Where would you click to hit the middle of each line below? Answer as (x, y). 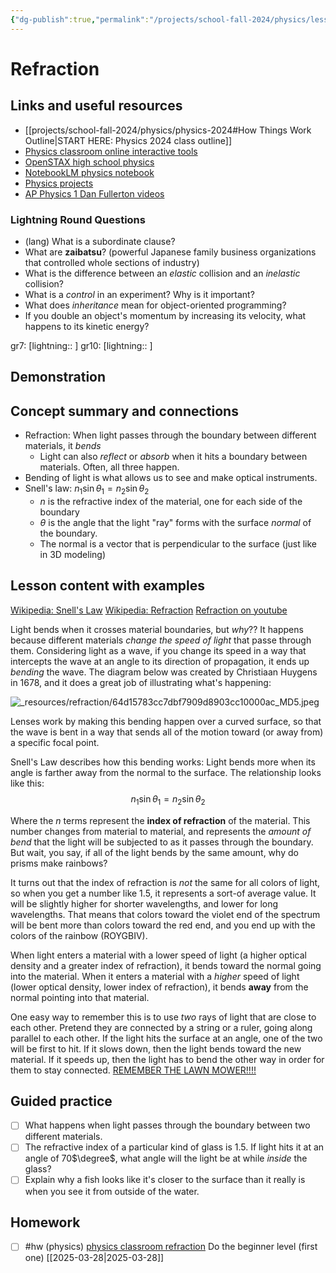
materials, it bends (63, 446)
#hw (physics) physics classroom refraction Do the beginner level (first (171, 1247)
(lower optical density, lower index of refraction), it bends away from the (159, 987)
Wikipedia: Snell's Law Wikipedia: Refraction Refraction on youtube (149, 610)
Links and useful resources (96, 106)
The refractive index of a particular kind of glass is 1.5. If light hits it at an (174, 1147)
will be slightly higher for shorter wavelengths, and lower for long (144, 903)
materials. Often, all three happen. (109, 467)
